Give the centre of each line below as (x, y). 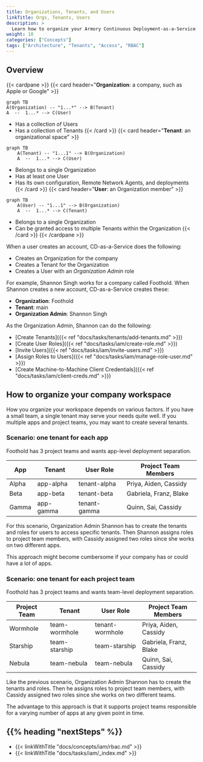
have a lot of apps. (29, 563)
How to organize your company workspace (89, 395)
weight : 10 (20, 34)
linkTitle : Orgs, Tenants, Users (48, 18)
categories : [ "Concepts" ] (39, 40)
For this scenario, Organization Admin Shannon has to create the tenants (97, 526)
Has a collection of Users (47, 124)
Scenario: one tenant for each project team (70, 579)
